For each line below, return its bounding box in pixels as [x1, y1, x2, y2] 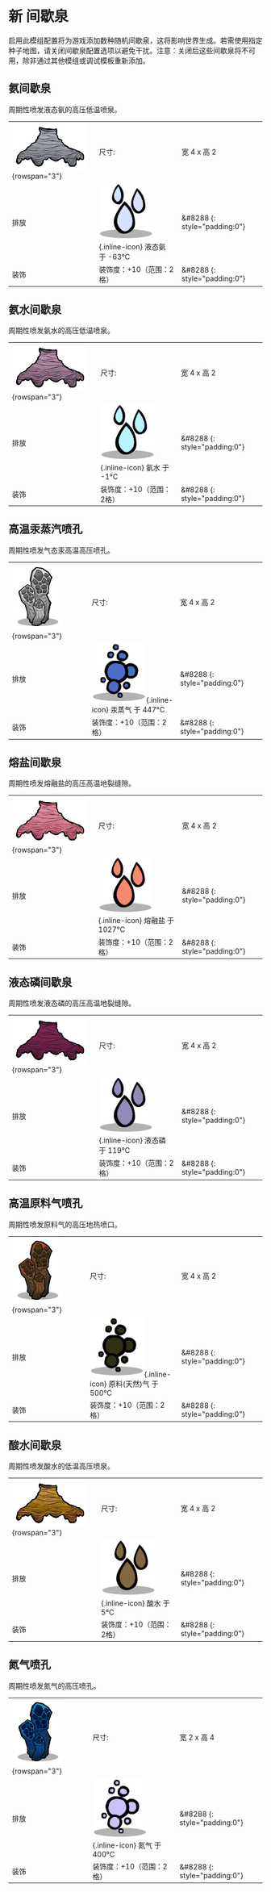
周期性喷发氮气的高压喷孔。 [8, 1681, 101, 1690]
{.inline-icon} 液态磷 [98, 1135, 166, 1145]
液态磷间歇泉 [8, 975, 73, 989]
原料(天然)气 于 [108, 1379, 159, 1389]
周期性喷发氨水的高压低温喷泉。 [8, 326, 115, 336]
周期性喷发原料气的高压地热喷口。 [8, 1219, 122, 1229]
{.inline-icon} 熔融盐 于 [98, 916, 175, 925]
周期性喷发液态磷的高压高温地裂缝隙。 [8, 998, 135, 1008]
